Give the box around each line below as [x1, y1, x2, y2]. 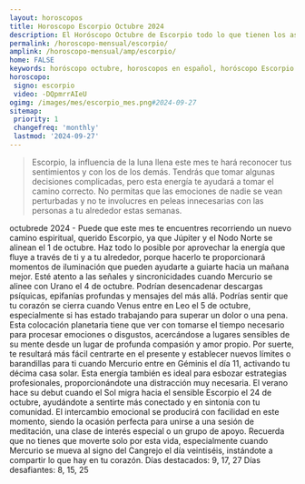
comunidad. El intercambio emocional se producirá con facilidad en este [9, 406, 280, 417]
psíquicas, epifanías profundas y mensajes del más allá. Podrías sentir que [9, 290, 289, 301]
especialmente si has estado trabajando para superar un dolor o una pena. [9, 309, 289, 320]
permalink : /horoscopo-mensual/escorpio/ [9, 38, 169, 48]
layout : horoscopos [9, 13, 84, 23]
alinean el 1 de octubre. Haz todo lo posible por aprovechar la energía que [9, 242, 286, 253]
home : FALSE [9, 55, 54, 65]
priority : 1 [13, 115, 59, 124]
